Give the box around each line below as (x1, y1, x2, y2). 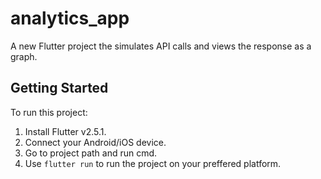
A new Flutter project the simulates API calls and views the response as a (10, 40, 312, 52)
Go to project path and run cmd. (24, 147, 158, 159)
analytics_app (10, 7, 130, 30)
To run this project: (10, 106, 88, 118)
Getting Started (10, 80, 109, 97)
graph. (10, 50, 38, 62)
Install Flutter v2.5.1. (24, 125, 107, 137)
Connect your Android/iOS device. (24, 136, 167, 148)
